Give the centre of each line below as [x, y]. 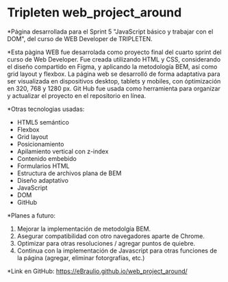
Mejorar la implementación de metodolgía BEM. [84, 229]
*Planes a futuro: [31, 215]
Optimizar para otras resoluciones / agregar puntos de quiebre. [106, 243]
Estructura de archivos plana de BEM [69, 173]
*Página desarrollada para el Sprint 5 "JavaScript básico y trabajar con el [110, 31]
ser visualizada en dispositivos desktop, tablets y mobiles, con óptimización [114, 81]
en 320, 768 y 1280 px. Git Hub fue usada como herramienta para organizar [114, 88]
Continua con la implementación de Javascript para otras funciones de [117, 251]
